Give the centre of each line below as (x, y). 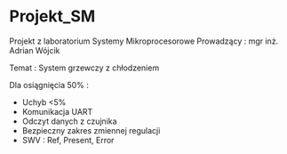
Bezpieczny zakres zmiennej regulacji (91, 130)
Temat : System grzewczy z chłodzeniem (84, 68)
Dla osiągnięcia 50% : (49, 85)
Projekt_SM (52, 16)
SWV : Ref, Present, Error (68, 140)
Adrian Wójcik (35, 50)
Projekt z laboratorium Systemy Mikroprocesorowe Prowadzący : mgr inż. (144, 41)
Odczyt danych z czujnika (69, 121)
